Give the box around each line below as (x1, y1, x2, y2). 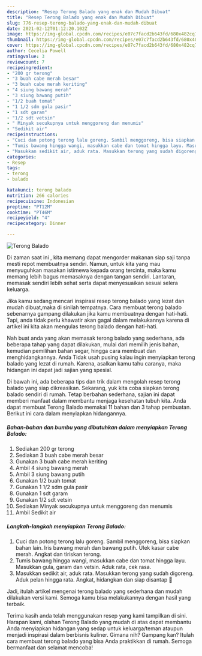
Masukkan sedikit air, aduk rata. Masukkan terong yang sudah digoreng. (15, 570, 194, 577)
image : (7, 31, 23, 37)
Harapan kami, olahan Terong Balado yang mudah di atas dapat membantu (7, 618, 192, 625)
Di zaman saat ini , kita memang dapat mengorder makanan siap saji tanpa (7, 254, 191, 261)
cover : (7, 43, 23, 49)
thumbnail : (7, 37, 34, 43)
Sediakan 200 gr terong (15, 445, 74, 452)
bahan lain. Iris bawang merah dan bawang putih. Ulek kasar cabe (15, 544, 179, 551)
